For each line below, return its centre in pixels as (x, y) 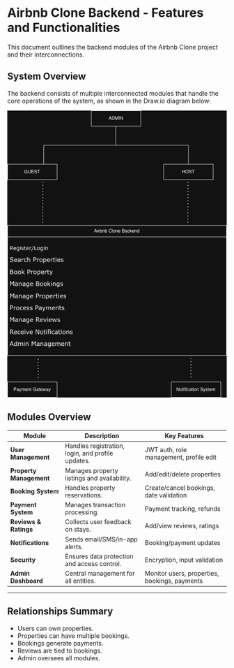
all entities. (80, 581)
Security (23, 560)
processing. (82, 512)
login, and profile (89, 453)
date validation (166, 495)
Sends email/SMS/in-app (101, 539)
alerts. (74, 546)
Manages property (92, 470)
